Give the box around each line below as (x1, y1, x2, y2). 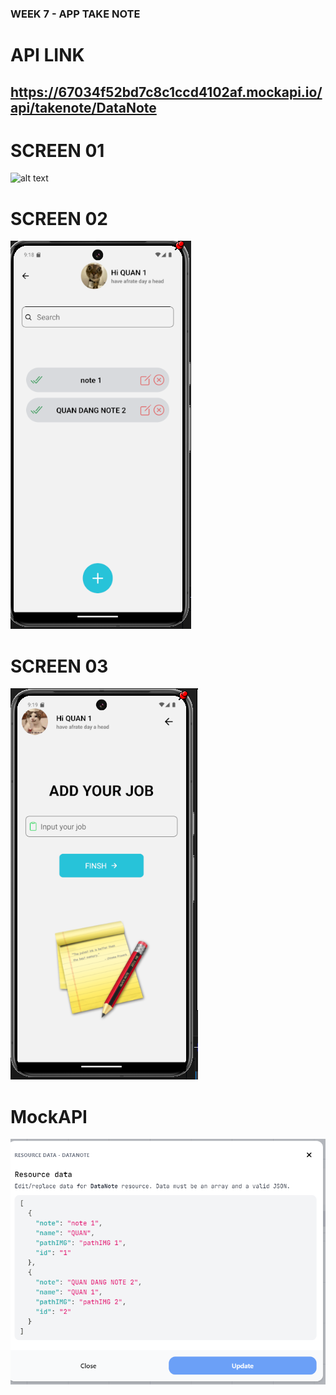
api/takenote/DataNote (10, 99, 157, 116)
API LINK (10, 44, 85, 67)
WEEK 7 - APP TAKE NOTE (10, 7, 141, 21)
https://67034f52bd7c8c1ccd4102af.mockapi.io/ (10, 83, 323, 101)
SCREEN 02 (10, 207, 108, 230)
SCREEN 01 (10, 139, 105, 162)
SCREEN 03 (10, 655, 109, 677)
